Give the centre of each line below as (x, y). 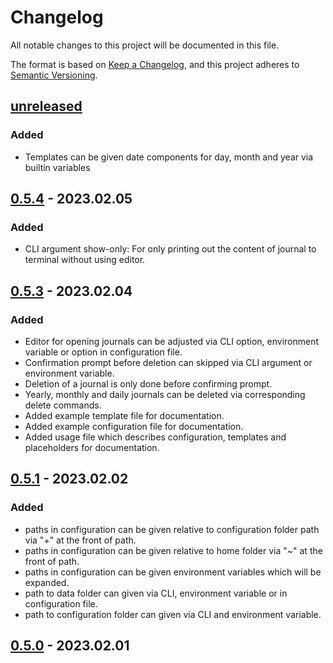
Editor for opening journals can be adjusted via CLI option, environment (172, 341)
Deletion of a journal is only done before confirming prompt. (148, 384)
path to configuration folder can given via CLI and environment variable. (173, 614)
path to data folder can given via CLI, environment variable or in (156, 593)
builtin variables (57, 167)
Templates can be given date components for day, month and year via (169, 157)
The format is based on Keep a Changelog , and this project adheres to (155, 64)
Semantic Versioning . (54, 75)
